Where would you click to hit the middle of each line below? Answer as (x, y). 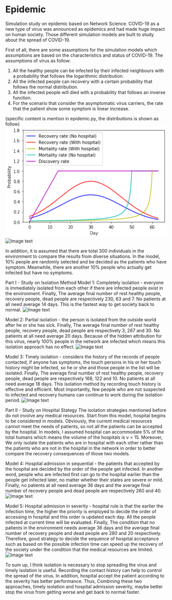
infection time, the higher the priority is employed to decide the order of (81, 512)
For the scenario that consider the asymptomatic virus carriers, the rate (88, 103)
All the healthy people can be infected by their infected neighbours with (88, 71)
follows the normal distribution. (45, 87)
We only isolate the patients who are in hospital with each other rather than (84, 443)
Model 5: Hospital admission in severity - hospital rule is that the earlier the (84, 506)
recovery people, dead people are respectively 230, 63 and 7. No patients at (86, 299)
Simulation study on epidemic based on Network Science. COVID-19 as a (82, 24)
